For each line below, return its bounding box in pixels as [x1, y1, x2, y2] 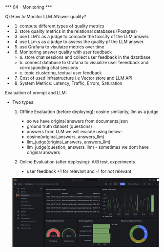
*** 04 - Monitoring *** [5, 4, 52, 10]
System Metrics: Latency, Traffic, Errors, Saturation [19, 80, 123, 86]
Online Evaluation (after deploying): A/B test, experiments [19, 159, 135, 164]
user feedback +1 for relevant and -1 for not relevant [26, 168, 132, 174]
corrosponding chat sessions [19, 65, 78, 70]
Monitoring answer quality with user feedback [19, 49, 112, 55]
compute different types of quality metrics [19, 23, 104, 29]
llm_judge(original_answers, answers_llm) [26, 139, 111, 145]
